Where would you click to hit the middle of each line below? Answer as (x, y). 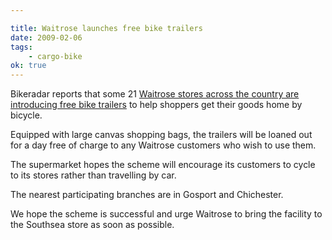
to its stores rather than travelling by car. (93, 175)
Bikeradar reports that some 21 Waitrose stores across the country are (155, 94)
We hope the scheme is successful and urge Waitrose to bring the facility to (166, 214)
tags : (21, 47)
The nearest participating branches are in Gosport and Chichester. (147, 195)
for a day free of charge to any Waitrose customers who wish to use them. (163, 145)
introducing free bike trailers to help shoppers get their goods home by (156, 105)
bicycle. (26, 115)
